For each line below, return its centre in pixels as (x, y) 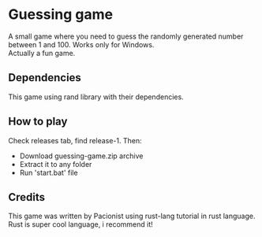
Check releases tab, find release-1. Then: (75, 140)
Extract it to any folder (56, 164)
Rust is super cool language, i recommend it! (80, 224)
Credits (27, 197)
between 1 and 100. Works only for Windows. (81, 44)
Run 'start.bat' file (49, 172)
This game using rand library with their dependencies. (96, 97)
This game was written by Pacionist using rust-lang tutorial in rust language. (132, 216)
